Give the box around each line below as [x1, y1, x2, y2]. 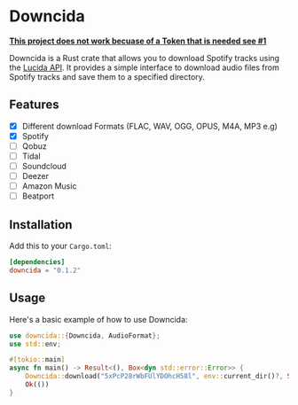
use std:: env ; [9, 339, 62, 348]
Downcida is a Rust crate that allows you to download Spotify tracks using [9, 52, 280, 63]
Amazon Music [21, 181, 77, 191]
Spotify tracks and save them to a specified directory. [9, 71, 206, 82]
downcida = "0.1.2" [9, 266, 82, 275]
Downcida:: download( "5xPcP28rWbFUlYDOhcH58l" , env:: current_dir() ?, [25, 372, 284, 381]
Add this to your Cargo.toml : [9, 241, 113, 252]
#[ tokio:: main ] [9, 355, 66, 364]
